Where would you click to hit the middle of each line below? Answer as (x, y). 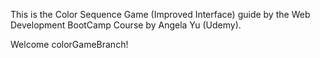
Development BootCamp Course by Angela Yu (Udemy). (126, 25)
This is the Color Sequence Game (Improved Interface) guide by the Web (160, 14)
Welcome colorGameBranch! (69, 44)
